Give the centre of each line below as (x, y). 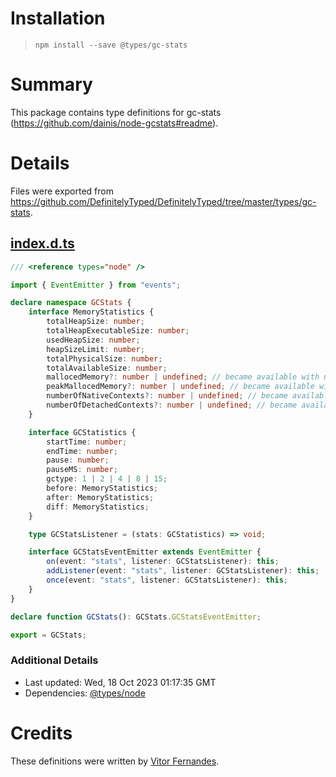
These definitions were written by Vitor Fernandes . (115, 761)
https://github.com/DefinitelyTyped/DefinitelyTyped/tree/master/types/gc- (163, 201)
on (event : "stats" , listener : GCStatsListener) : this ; (163, 562)
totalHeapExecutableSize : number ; (118, 331)
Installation (58, 18)
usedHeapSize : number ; (93, 340)
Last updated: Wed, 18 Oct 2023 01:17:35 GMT (120, 682)
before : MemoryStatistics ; (102, 488)
